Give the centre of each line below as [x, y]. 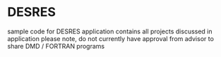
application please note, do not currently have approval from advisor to [110, 38]
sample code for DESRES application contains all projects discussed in [110, 31]
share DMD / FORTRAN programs [56, 46]
